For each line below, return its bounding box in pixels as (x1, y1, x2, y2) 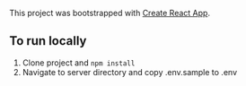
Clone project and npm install (22, 57, 136, 68)
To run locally (9, 33, 87, 48)
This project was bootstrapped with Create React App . (9, 8, 211, 18)
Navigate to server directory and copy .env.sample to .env (22, 66, 238, 77)
